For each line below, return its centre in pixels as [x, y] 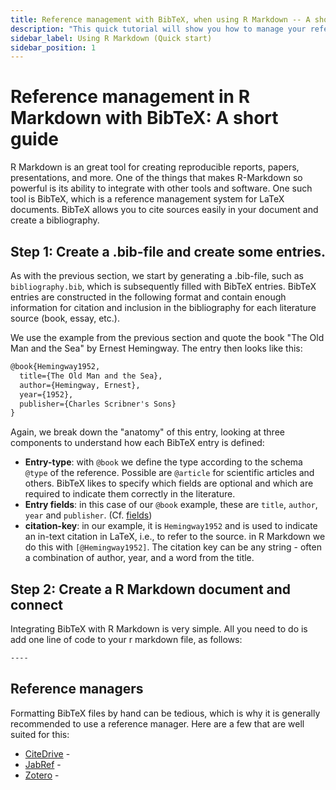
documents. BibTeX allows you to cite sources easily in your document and [164, 210]
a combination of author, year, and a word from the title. [139, 558]
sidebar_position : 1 [53, 47]
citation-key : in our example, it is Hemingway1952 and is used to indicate [171, 526]
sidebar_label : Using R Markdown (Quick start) [111, 38]
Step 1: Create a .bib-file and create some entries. [168, 251]
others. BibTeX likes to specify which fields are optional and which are [169, 483]
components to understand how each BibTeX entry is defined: [137, 443]
